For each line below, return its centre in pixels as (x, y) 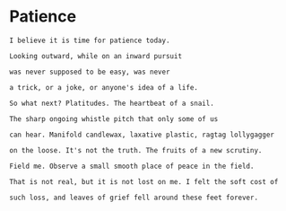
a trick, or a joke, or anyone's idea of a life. (104, 87)
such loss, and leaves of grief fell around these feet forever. (134, 198)
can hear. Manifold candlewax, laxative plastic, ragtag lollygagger (142, 135)
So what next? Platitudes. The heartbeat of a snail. (112, 103)
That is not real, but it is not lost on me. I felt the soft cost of (144, 181)
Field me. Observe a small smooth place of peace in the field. (132, 166)
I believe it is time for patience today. (90, 40)
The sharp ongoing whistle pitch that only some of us (114, 119)
